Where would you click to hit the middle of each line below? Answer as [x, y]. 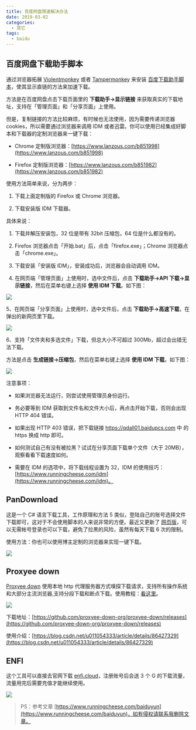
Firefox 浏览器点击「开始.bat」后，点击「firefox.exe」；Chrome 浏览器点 [101, 246]
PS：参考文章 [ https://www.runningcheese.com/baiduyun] [91, 707]
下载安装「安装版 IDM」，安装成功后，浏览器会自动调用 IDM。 [88, 265]
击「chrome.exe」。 [38, 253]
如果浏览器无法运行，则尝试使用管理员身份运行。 [73, 395]
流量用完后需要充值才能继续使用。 [47, 683]
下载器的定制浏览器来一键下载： [55, 133]
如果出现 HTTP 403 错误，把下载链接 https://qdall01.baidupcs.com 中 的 [102, 427]
